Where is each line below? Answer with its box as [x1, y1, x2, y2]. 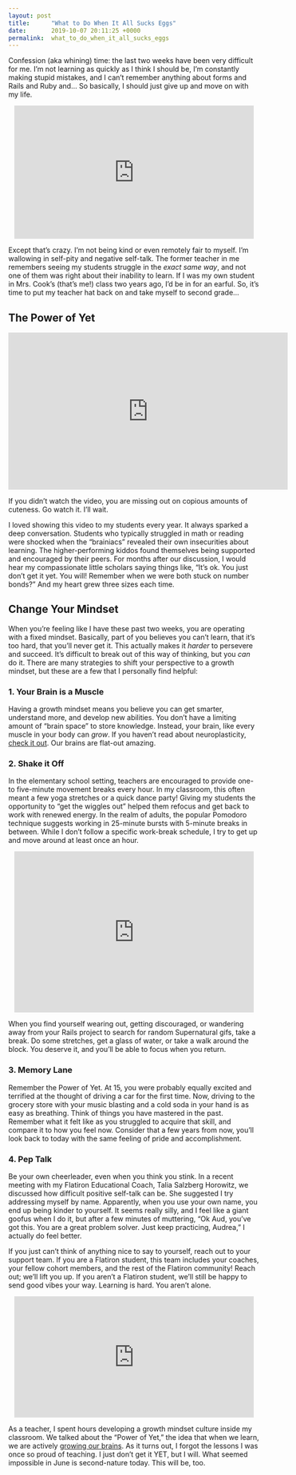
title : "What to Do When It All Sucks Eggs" [8, 19, 177, 27]
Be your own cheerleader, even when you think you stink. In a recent [8, 1172, 234, 1181]
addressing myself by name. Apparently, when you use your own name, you [8, 1197, 258, 1207]
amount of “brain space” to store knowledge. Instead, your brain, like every [8, 722, 255, 731]
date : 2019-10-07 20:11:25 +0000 [8, 26, 141, 34]
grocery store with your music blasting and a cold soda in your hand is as [8, 1099, 250, 1109]
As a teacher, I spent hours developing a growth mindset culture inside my [8, 1424, 253, 1433]
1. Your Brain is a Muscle [8, 686, 105, 697]
